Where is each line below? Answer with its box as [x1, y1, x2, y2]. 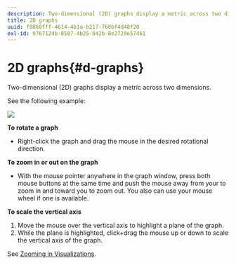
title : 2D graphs [7, 17, 58, 24]
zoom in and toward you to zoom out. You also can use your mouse [17, 186, 213, 195]
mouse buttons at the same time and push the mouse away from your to [17, 179, 226, 188]
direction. [17, 144, 46, 153]
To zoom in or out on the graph [7, 158, 98, 167]
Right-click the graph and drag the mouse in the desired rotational [17, 137, 209, 146]
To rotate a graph [7, 123, 58, 132]
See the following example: [7, 97, 86, 105]
